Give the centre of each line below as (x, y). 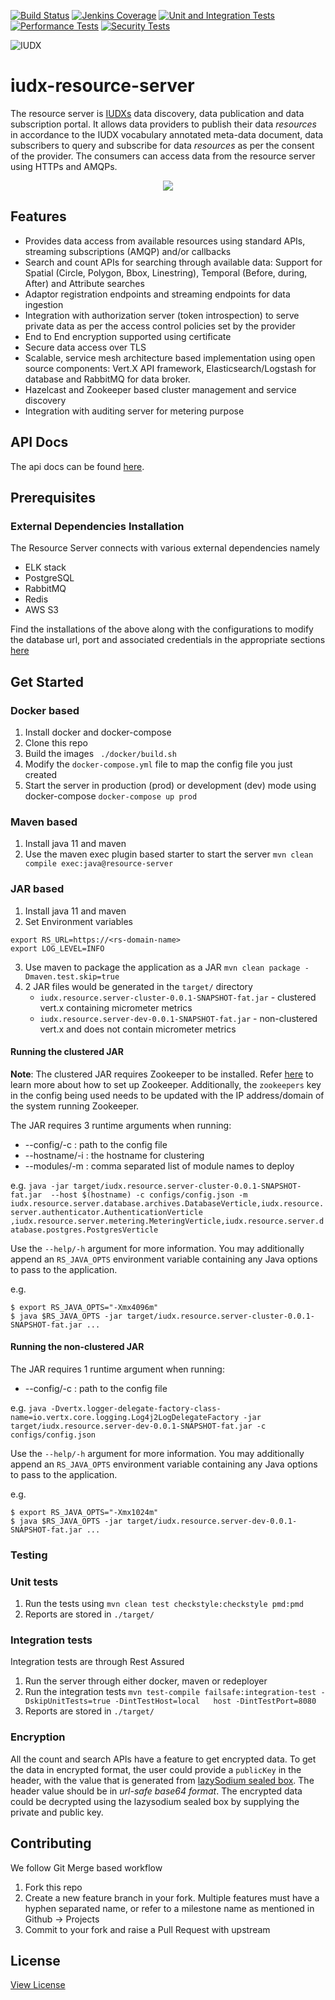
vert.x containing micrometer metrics (116, 1007)
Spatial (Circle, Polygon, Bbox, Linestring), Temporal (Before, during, (166, 272)
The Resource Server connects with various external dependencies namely (165, 548)
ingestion (44, 304)
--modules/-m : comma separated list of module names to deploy (159, 1166)
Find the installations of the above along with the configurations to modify (162, 629)
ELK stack (45, 567)
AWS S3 (42, 610)
